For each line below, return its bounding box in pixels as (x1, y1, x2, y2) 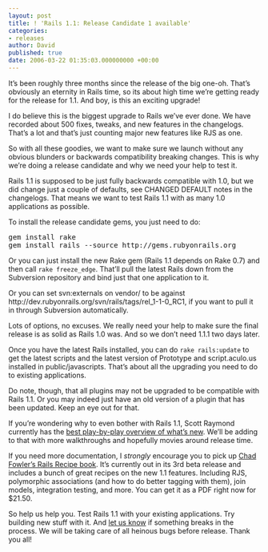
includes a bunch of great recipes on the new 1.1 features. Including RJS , (8, 468, 248, 477)
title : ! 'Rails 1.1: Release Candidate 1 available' (8, 19, 192, 27)
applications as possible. (8, 201, 90, 211)
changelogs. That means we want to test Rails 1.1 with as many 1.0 (8, 193, 226, 203)
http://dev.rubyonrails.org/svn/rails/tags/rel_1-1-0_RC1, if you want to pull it (8, 296, 254, 306)
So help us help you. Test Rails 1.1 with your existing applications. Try (8, 509, 235, 518)
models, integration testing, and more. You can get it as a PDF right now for (8, 485, 257, 494)
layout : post (8, 11, 52, 20)
